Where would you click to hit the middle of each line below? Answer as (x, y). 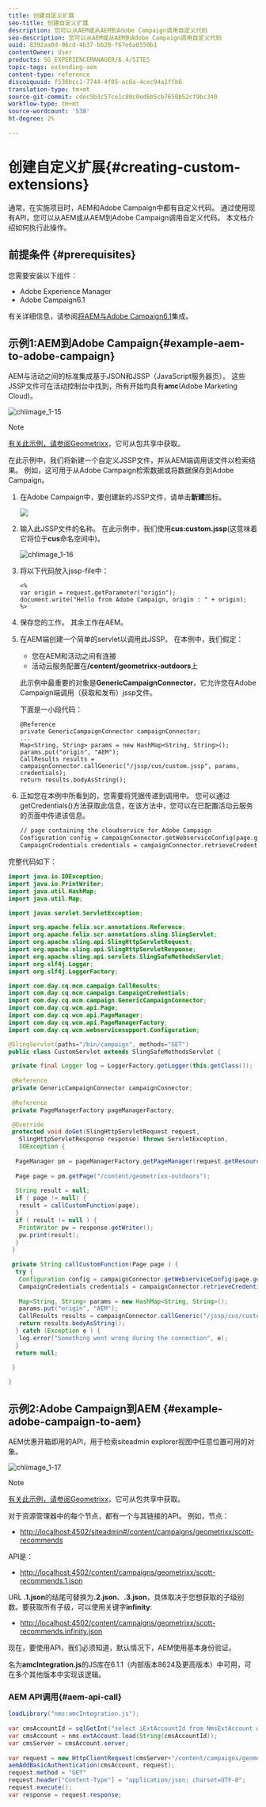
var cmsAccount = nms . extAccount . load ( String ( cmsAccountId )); (113, 1736)
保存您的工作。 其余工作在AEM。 (74, 622)
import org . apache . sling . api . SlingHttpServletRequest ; (101, 942)
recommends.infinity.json (61, 1631)
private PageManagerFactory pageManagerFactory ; (93, 1110)
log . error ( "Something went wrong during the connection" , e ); (123, 1338)
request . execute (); (40, 1788)
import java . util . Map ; (46, 899)
